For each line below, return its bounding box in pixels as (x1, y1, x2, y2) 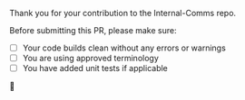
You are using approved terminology (22, 53, 159, 64)
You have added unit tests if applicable (22, 63, 168, 74)
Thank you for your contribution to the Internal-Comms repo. (9, 8, 237, 18)
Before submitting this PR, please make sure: (9, 25, 177, 35)
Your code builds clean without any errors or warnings (22, 42, 227, 53)
